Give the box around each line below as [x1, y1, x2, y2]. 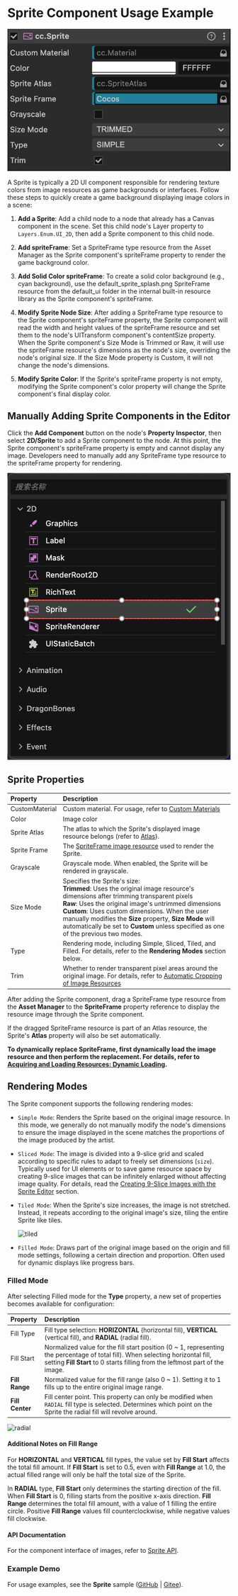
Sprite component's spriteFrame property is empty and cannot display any [7, 444, 225, 453]
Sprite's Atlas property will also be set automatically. [7, 1031, 161, 1039]
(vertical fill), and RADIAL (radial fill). [44, 1333, 152, 1342]
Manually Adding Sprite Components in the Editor [7, 409, 231, 422]
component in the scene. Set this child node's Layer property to [17, 222, 204, 230]
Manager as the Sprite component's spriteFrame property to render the [17, 250, 226, 259]
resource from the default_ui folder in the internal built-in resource [17, 287, 211, 295]
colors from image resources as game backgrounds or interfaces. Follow [7, 186, 220, 194]
